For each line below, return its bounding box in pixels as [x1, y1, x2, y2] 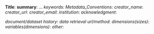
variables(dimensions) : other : [5, 24, 64, 30]
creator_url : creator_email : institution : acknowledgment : [5, 9, 117, 15]
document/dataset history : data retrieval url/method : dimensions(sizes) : [5, 19, 150, 24]
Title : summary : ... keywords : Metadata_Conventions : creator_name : [5, 4, 144, 10]
